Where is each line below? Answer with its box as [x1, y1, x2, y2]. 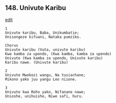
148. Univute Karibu [5, 4, 66, 12]
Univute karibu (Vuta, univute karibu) [5, 47, 86, 52]
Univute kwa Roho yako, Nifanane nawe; [5, 89, 86, 94]
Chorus [5, 43, 18, 48]
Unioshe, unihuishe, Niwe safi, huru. [5, 94, 83, 99]
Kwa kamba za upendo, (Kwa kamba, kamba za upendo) [5, 51, 112, 56]
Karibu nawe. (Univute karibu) [5, 60, 68, 65]
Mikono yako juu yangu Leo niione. [5, 77, 77, 82]
